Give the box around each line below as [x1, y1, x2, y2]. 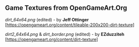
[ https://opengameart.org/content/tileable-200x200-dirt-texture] [5, 22, 135, 28]
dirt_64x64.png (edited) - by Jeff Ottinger [5, 16, 89, 22]
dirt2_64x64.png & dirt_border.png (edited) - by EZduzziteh [5, 31, 124, 37]
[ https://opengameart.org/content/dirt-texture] [5, 36, 98, 42]
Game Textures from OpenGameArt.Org [5, 4, 127, 12]
